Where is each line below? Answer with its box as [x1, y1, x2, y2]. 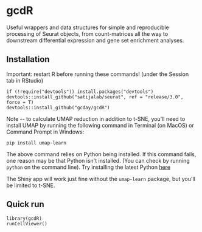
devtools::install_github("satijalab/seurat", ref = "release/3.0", [6, 94, 184, 100]
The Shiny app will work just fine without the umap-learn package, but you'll [6, 175, 196, 182]
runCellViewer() [6, 220, 47, 227]
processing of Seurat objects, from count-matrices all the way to [6, 30, 169, 37]
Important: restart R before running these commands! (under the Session [6, 70, 189, 78]
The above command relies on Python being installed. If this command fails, [6, 150, 197, 158]
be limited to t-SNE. [6, 182, 55, 189]
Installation [6, 54, 50, 64]
